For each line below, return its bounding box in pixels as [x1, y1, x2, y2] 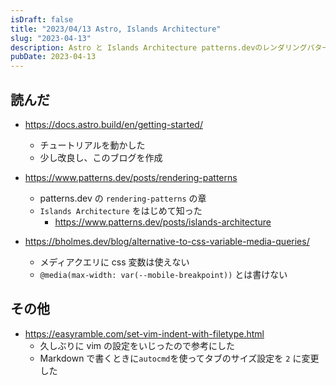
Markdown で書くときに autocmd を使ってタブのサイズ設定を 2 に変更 [39, 352, 320, 364]
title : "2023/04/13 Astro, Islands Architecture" [10, 24, 222, 34]
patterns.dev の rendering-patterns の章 [39, 192, 207, 204]
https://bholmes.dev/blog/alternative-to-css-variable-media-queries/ [24, 235, 310, 247]
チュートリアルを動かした [39, 139, 146, 151]
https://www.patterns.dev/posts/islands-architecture [54, 216, 272, 228]
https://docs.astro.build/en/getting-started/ [24, 118, 203, 130]
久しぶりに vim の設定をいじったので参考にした [39, 339, 235, 351]
